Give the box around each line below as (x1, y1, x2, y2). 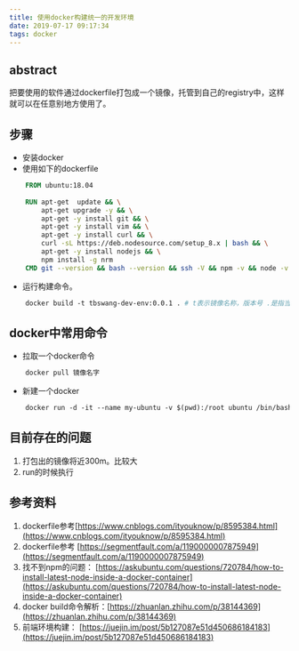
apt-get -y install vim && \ (41, 222, 149, 231)
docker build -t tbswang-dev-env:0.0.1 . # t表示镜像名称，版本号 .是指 (25, 299, 285, 308)
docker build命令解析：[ (21, 601, 110, 612)
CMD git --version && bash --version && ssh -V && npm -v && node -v (25, 263, 289, 272)
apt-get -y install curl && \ (41, 230, 153, 240)
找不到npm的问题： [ (21, 561, 99, 572)
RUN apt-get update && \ (25, 197, 122, 206)
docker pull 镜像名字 (25, 368, 101, 378)
